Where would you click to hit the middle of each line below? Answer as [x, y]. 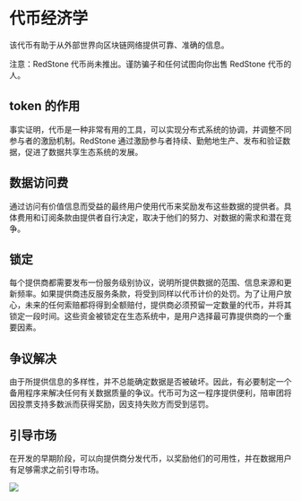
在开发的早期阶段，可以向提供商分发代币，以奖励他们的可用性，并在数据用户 [150, 458]
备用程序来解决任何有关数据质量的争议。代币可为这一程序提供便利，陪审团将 [150, 393]
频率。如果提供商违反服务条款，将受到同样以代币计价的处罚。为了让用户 [150, 294]
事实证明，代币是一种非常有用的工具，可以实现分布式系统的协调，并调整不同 [150, 129]
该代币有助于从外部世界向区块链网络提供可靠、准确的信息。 [119, 45]
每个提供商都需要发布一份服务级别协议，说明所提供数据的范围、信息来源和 [146, 282]
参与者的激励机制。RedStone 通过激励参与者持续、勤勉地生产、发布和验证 [146, 141]
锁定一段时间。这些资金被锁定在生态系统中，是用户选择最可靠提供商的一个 [146, 316]
